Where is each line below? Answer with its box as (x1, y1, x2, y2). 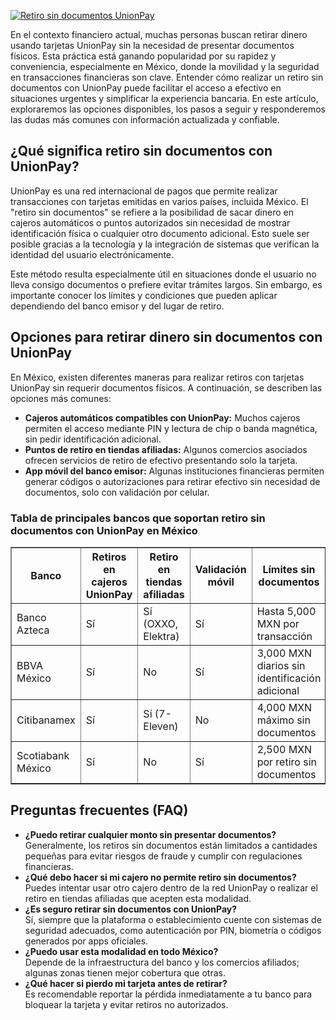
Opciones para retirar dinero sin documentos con (10, 329, 323, 346)
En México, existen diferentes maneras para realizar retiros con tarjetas (10, 371, 305, 383)
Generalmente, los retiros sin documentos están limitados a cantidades (24, 839, 318, 851)
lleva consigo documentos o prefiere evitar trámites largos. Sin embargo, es (10, 278, 323, 290)
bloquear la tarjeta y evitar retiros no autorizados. (24, 998, 229, 1010)
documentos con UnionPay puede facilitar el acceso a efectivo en (10, 82, 282, 94)
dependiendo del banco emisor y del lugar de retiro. (10, 300, 225, 312)
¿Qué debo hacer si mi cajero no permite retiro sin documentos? (24, 871, 297, 883)
